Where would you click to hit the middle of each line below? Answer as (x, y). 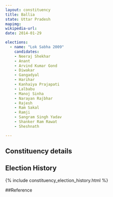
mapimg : (13, 24)
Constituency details (39, 151)
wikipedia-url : (21, 29)
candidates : (27, 52)
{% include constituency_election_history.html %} (57, 180)
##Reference (19, 190)
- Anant (22, 61)
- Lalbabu (25, 89)
